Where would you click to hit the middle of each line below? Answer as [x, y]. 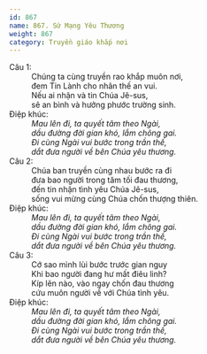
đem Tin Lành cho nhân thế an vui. [94, 86]
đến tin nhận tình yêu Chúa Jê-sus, [95, 189]
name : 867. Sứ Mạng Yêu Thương [67, 26]
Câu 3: [21, 255]
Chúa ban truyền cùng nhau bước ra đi [102, 171]
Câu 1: [21, 67]
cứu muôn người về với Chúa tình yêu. [100, 293]
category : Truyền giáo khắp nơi [69, 42]
